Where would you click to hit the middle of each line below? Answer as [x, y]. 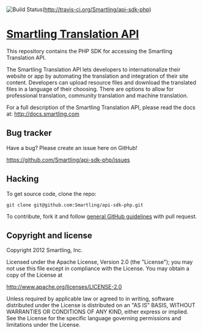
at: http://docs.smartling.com [43, 114]
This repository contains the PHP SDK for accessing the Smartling [90, 51]
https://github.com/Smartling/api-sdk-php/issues [68, 160]
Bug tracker [29, 133]
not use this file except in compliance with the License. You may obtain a [98, 269]
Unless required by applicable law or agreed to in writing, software [90, 299]
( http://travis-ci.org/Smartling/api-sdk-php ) [97, 9]
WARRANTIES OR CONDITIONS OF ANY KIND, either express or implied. [97, 312]
